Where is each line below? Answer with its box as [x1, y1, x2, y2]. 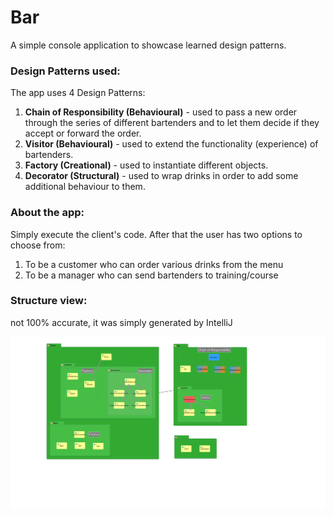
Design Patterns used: [10, 64, 121, 78]
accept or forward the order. [24, 127, 142, 140]
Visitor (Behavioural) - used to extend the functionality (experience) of [24, 138, 319, 150]
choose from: [10, 239, 66, 251]
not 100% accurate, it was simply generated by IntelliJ [10, 316, 233, 328]
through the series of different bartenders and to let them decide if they [24, 117, 320, 129]
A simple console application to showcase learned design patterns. [10, 39, 287, 51]
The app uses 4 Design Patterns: [10, 87, 146, 99]
